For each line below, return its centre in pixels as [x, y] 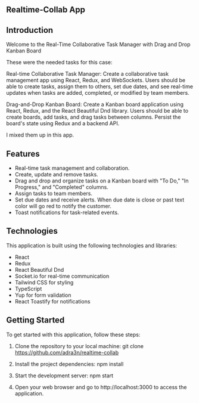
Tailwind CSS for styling [44, 282]
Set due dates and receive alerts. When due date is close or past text [99, 200]
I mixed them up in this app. [40, 135]
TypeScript [28, 289]
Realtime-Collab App [46, 10]
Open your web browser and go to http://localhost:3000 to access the [101, 387]
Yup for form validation [43, 295]
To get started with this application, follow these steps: [73, 334]
